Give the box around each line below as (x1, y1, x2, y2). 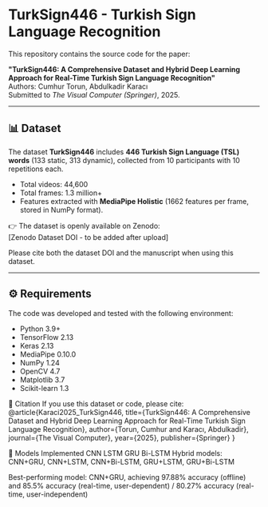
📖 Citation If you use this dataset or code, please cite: (8, 398, 184, 409)
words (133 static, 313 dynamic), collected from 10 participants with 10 (8, 155, 241, 165)
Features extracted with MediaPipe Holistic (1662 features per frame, (19, 196, 250, 206)
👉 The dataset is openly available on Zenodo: (8, 221, 161, 230)
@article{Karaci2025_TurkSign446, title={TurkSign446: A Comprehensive (8, 407, 251, 417)
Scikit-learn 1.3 (19, 383, 69, 393)
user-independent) (26, 489, 89, 499)
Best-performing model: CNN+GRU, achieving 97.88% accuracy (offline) (8, 472, 246, 481)
